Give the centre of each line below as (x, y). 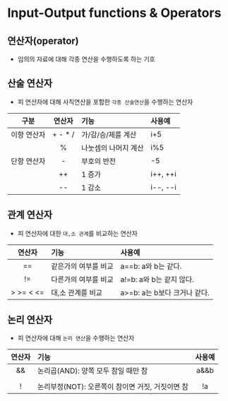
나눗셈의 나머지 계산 (112, 148)
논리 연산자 (30, 320)
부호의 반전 (98, 161)
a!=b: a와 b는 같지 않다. (157, 279)
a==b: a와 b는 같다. (151, 266)
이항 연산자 (28, 134)
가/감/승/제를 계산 (109, 134)
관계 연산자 (30, 215)
